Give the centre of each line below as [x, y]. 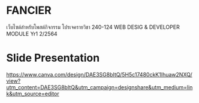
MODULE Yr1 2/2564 [32, 34]
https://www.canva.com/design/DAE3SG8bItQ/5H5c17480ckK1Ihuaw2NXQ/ [99, 74]
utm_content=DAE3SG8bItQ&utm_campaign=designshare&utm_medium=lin [99, 87]
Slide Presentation [53, 58]
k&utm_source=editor [33, 93]
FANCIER [29, 10]
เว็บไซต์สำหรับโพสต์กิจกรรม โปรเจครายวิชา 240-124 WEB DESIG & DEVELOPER [93, 27]
